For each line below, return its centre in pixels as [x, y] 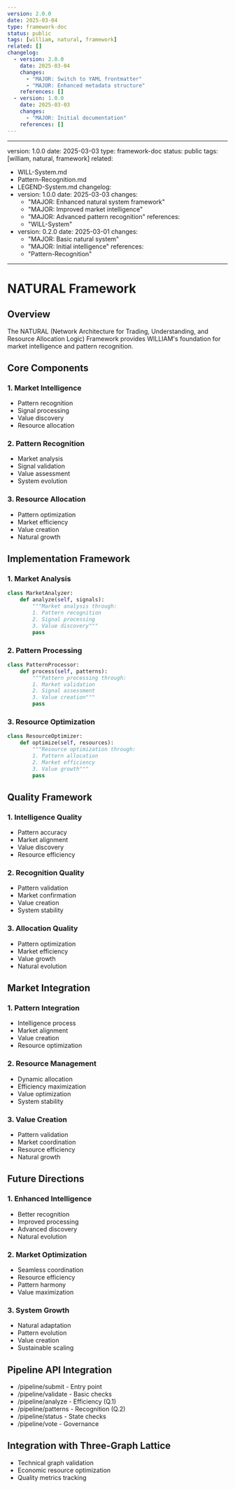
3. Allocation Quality [43, 928]
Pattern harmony [42, 1285]
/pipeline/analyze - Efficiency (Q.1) [67, 1401]
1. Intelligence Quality [45, 817]
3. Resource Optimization [51, 722]
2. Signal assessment [64, 691]
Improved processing [48, 1222]
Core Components [48, 368]
